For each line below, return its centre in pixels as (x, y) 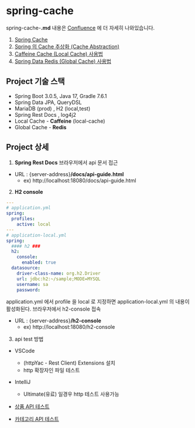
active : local (34, 224)
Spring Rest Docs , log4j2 (45, 114)
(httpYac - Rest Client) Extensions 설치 (69, 363)
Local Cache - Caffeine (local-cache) (60, 121)
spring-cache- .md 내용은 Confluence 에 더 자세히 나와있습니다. (81, 28)
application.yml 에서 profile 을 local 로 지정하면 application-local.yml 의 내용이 (98, 302)
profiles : (23, 219)
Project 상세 (28, 147)
